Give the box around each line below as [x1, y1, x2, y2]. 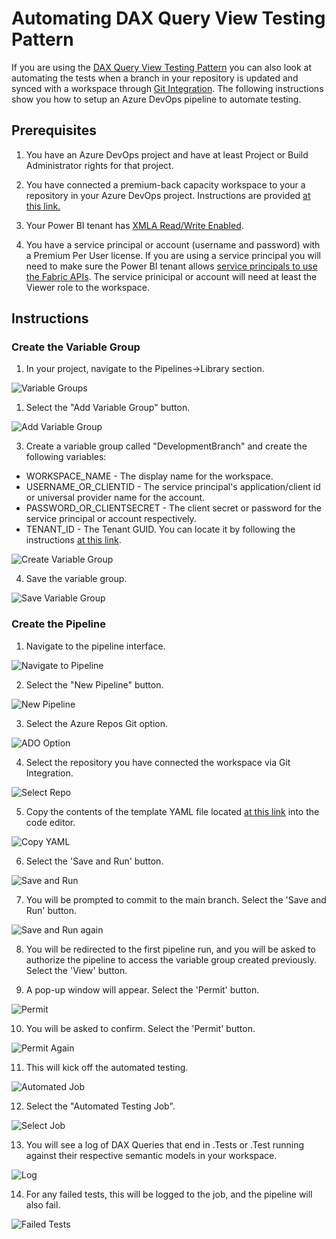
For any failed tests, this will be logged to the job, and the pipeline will [25, 1188, 313, 1200]
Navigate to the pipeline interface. [25, 640, 166, 652]
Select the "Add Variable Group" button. [25, 402, 191, 414]
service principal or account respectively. [25, 513, 197, 525]
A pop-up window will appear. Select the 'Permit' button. [25, 983, 260, 996]
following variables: [25, 451, 107, 463]
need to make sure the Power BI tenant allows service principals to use [25, 260, 318, 272]
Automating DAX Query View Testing [11, 7, 326, 30]
